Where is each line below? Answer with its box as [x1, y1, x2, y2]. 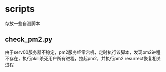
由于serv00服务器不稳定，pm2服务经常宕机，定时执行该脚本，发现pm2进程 [5, 49, 161, 55]
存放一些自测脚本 [5, 20, 40, 26]
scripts [5, 3, 35, 15]
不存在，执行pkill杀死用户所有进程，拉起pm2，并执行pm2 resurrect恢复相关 [5, 55, 161, 61]
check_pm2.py [5, 35, 53, 44]
